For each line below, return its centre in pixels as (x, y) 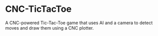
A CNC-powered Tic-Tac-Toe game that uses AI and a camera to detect (79, 23)
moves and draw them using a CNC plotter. (49, 28)
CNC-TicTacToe (38, 9)
